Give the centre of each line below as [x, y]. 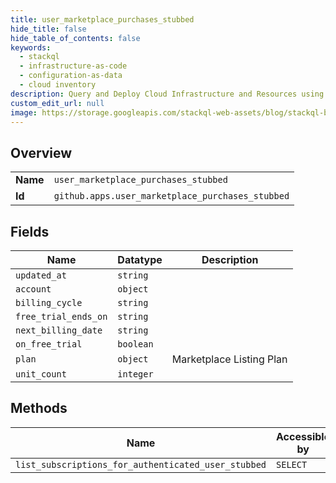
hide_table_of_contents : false [75, 38]
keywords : [31, 47]
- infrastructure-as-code [73, 66]
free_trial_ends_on [61, 316]
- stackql [39, 57]
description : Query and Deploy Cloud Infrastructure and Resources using [167, 94]
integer [135, 374]
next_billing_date [59, 330]
